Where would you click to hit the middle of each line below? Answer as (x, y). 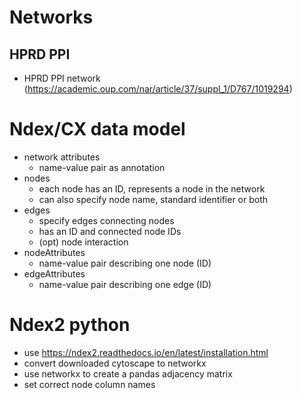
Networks (51, 17)
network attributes (62, 157)
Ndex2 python (70, 325)
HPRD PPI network (62, 78)
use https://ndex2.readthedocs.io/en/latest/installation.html (146, 352)
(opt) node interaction (83, 242)
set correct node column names (89, 384)
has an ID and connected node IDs (110, 231)
